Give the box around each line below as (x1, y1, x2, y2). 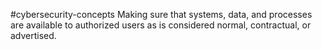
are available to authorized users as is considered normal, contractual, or (10, 19, 312, 31)
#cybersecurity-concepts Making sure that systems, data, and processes (10, 9, 313, 20)
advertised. (10, 30, 57, 41)
